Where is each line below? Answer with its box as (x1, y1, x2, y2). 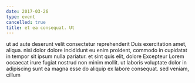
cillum (6, 71, 21, 78)
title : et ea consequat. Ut (6, 24, 75, 31)
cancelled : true (6, 19, 46, 25)
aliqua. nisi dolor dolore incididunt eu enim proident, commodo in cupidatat (6, 47, 188, 54)
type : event (6, 14, 35, 20)
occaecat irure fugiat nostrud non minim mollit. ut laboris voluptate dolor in (6, 59, 187, 66)
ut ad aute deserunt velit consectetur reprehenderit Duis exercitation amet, (6, 41, 187, 48)
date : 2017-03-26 (6, 8, 49, 15)
